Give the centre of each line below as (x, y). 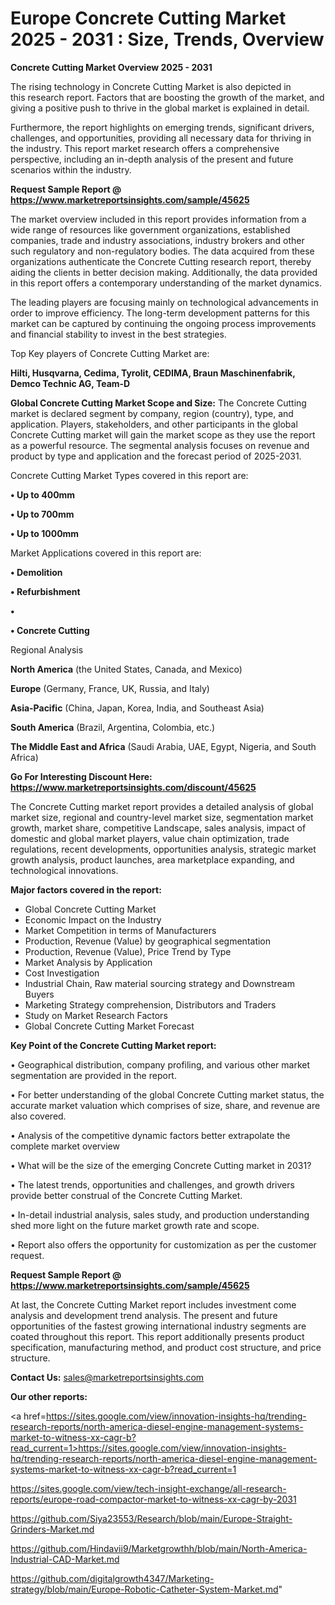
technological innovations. (64, 870)
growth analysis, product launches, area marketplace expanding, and (152, 859)
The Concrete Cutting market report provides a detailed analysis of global (162, 806)
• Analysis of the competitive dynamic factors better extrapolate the (150, 1135)
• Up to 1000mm (45, 533)
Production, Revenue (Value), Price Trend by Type (128, 951)
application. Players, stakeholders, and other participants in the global (154, 424)
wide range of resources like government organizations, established (150, 229)
